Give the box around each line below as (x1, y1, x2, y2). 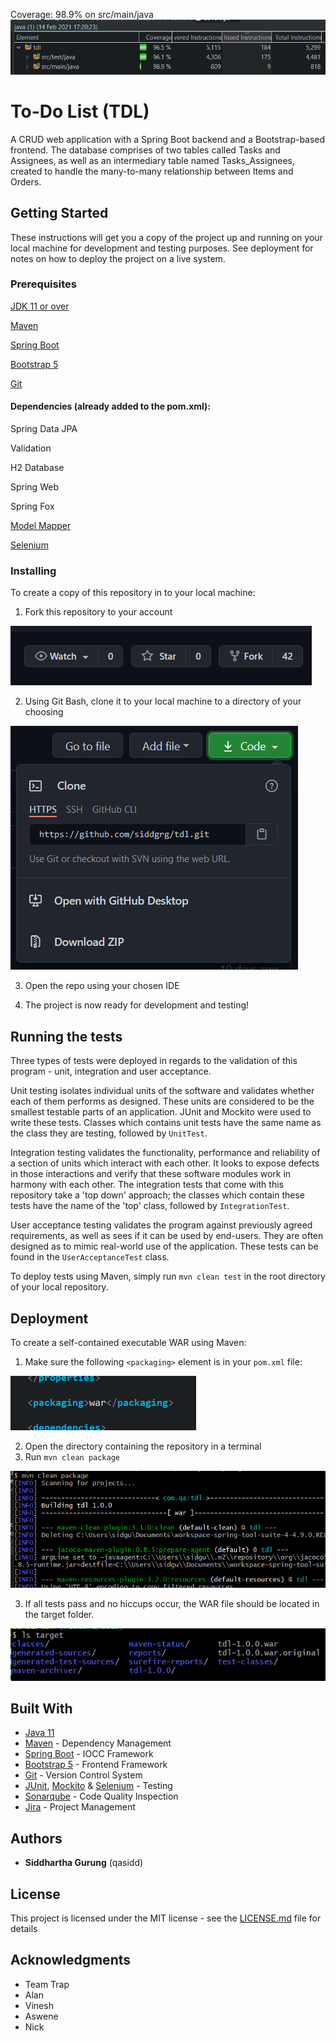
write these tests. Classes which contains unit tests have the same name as (10, 1117, 322, 1129)
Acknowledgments (10, 1952, 132, 1969)
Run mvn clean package (24, 1450, 120, 1463)
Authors (10, 1830, 63, 1847)
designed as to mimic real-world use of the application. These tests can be (10, 1240, 319, 1253)
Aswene (24, 2010, 59, 2022)
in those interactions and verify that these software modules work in (10, 1168, 292, 1180)
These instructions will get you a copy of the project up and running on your (10, 231, 323, 243)
